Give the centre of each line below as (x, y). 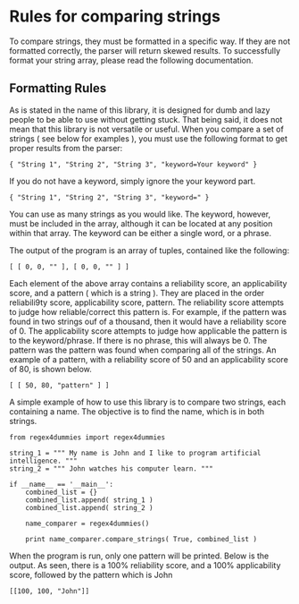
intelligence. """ (43, 461)
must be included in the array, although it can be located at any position (141, 223)
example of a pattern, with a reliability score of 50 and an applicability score (149, 359)
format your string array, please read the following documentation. (131, 60)
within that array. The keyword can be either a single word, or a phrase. (141, 233)
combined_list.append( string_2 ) (89, 507)
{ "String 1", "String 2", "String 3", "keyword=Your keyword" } (133, 164)
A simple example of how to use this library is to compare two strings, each (148, 402)
